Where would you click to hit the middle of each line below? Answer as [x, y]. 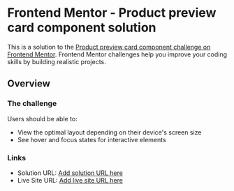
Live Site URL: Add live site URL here [70, 180]
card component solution [82, 28]
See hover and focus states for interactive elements [92, 139]
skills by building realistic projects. [57, 61]
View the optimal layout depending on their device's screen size [109, 132]
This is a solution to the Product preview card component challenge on [109, 47]
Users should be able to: [43, 119]
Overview [29, 84]
